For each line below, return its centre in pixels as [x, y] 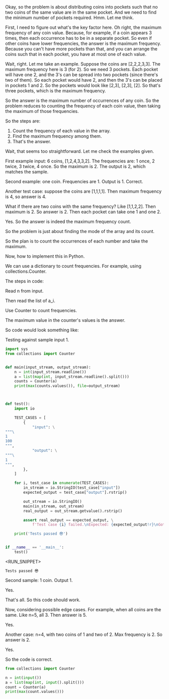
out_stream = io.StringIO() [53, 501]
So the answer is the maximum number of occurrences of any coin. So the [82, 100]
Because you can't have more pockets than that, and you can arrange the [81, 49]
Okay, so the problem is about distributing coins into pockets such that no [81, 7]
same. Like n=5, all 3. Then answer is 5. [46, 615]
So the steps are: [23, 121]
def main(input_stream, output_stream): [48, 367]
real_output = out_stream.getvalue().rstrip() [73, 511]
